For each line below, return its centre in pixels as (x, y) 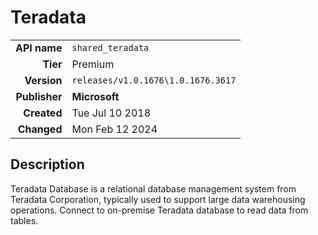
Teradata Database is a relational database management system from (153, 188)
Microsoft (95, 96)
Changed (40, 129)
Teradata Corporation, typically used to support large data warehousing (158, 199)
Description (47, 164)
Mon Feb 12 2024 (114, 129)
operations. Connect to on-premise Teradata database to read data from (159, 210)
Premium (93, 64)
